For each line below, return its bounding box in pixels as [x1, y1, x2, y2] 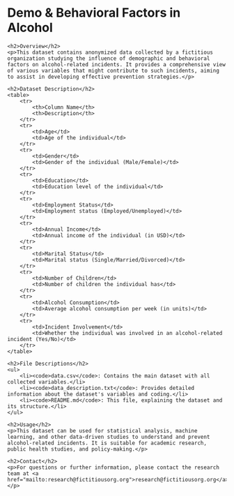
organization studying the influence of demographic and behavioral [7, 54, 210, 62]
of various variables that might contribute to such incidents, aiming [7, 67, 219, 74]
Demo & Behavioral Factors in [7, 5, 181, 21]
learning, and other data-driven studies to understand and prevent [7, 433, 210, 440]
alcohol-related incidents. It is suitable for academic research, [7, 439, 208, 446]
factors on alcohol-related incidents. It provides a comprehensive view [7, 61, 226, 68]
